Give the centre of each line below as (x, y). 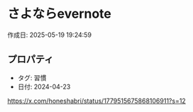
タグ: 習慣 (32, 77)
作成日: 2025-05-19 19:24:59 (50, 35)
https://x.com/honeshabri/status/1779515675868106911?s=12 (96, 101)
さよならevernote (60, 14)
